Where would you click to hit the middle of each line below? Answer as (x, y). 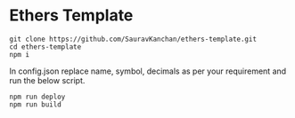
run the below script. (47, 80)
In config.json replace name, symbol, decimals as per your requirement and (148, 71)
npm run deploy (37, 97)
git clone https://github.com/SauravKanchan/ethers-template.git (133, 39)
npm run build (36, 104)
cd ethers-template (45, 47)
